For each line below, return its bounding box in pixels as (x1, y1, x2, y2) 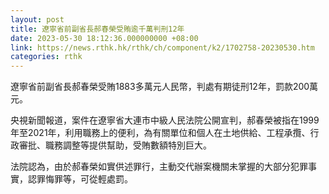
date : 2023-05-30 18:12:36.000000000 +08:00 (10, 33, 199, 43)
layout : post (10, 14, 65, 25)
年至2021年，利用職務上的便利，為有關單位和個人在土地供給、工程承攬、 (10, 127, 311, 139)
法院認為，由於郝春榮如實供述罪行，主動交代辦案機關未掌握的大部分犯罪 (10, 161, 308, 173)
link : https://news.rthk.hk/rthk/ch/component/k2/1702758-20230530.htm (10, 42, 315, 53)
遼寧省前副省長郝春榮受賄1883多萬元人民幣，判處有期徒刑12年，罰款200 (10, 81, 310, 93)
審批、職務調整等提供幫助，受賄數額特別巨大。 (18, 139, 212, 151)
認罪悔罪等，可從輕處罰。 (27, 173, 133, 185)
